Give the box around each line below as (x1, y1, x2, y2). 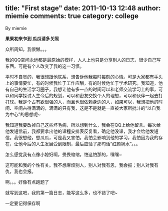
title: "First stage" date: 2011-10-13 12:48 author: (5, 4, 161, 13)
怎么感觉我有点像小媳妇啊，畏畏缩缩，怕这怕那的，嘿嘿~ (5, 151, 122, 157)
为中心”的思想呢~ (5, 111, 41, 117)
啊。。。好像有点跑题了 (5, 179, 49, 185)
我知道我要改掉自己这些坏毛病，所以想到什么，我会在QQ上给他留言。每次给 (5, 122, 161, 128)
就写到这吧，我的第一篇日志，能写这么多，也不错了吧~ (5, 189, 118, 195)
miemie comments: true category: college (5, 12, 139, 21)
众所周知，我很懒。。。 (5, 46, 49, 52)
